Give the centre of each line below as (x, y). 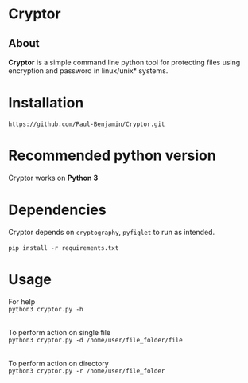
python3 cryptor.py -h (46, 309)
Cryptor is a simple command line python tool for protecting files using (124, 62)
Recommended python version (112, 156)
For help (22, 301)
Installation (46, 103)
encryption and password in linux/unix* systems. (88, 71)
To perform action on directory (58, 363)
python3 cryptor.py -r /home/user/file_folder (87, 371)
